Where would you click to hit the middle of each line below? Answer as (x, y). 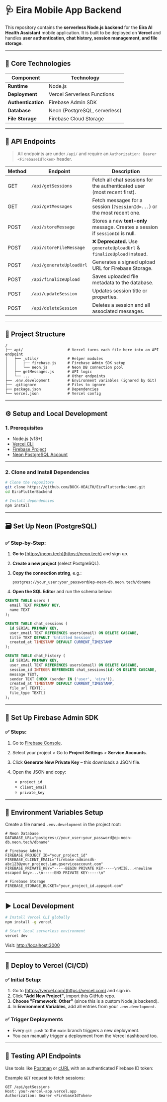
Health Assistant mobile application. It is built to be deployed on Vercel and (83, 32)
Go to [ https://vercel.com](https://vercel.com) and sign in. (72, 991)
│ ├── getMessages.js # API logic (49, 372)
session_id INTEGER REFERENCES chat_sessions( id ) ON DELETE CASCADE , (83, 669)
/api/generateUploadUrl (60, 265)
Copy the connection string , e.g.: (47, 573)
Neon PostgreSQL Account (40, 454)
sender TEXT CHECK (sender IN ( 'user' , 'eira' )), (62, 679)
